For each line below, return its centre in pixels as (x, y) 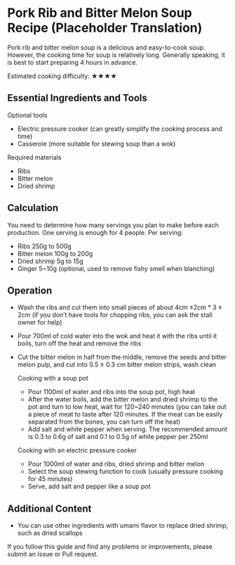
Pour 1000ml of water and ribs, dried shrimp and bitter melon (116, 464)
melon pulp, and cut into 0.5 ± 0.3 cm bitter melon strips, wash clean (116, 364)
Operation (30, 290)
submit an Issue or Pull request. (53, 554)
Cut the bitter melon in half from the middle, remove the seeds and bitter (122, 357)
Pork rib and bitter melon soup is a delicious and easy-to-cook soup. (106, 47)
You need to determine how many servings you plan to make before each (113, 225)
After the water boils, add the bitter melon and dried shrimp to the (123, 400)
